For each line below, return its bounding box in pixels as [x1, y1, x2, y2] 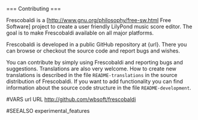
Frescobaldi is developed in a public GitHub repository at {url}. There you [6, 41, 187, 48]
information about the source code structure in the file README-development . [6, 84, 191, 91]
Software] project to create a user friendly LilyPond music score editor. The [6, 23, 193, 30]
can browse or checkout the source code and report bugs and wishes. [6, 47, 181, 54]
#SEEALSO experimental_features [6, 107, 90, 114]
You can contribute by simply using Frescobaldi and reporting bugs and [6, 59, 183, 66]
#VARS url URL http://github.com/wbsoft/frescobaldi [6, 96, 136, 103]
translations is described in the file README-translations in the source [6, 72, 178, 78]
